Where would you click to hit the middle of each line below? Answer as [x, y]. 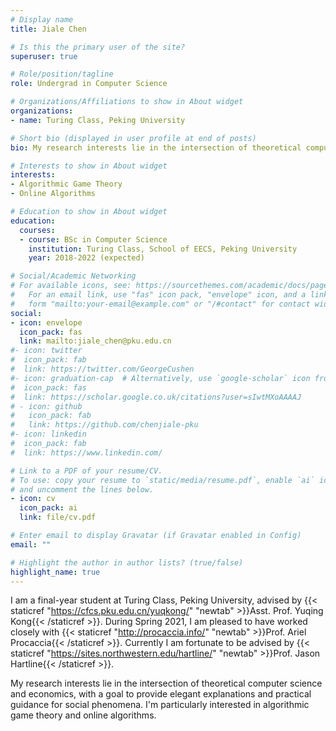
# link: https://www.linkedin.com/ [86, 452]
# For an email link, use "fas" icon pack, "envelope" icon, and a [158, 295]
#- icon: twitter [46, 351]
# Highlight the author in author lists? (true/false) [127, 562]
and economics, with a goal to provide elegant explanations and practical [161, 694]
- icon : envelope [46, 322]
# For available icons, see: [71, 286]
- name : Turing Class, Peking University [98, 120]
